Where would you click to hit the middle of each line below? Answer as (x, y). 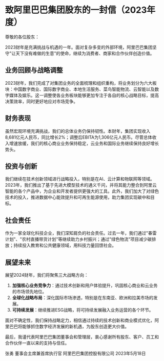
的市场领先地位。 (29, 291)
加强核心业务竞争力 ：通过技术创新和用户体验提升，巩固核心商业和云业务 (85, 285)
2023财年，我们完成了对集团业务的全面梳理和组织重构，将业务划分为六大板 (81, 83)
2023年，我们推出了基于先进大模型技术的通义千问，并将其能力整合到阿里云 (81, 185)
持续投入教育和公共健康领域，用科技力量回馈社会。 (65, 245)
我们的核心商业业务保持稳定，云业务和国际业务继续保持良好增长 (95, 143)
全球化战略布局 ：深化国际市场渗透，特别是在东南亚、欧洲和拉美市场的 (83, 298)
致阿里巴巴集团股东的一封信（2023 (76, 10)
